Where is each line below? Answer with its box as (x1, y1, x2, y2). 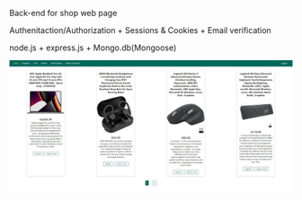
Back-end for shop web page (9, 8, 118, 18)
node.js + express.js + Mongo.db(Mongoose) (9, 42, 177, 53)
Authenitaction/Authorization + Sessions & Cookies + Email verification (9, 25, 271, 35)
